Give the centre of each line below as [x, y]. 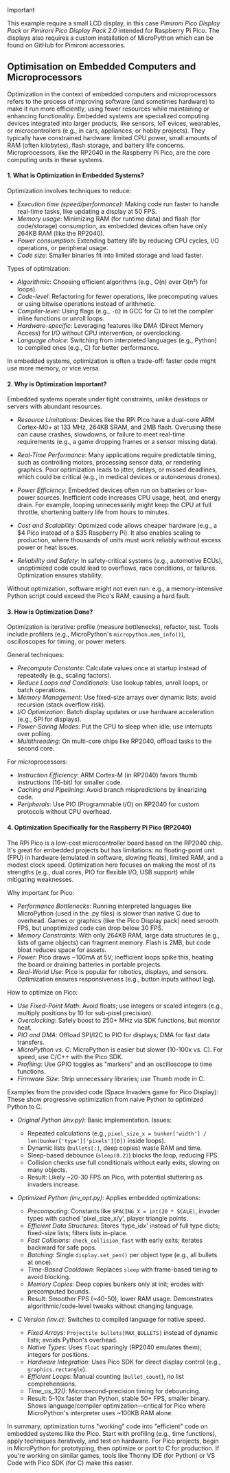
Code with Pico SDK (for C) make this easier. [70, 1463]
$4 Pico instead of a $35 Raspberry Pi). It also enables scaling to [109, 533]
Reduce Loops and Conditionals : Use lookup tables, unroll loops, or [112, 683]
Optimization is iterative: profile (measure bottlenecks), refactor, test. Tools [113, 627]
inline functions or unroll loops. [61, 318]
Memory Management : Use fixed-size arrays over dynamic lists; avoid [116, 698]
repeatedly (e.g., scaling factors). [64, 676]
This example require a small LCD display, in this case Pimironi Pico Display [114, 23]
